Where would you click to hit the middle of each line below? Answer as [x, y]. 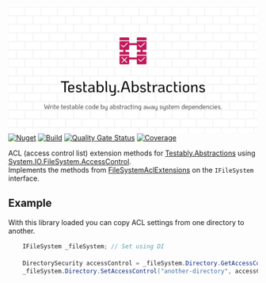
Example [30, 203]
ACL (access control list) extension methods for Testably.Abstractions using [132, 153]
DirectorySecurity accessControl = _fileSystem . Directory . [122, 263]
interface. [24, 178]
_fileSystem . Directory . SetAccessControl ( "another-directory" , [127, 272]
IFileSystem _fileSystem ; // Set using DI [93, 246]
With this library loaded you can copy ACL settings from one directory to [126, 222]
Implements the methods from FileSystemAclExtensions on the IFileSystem [131, 170]
